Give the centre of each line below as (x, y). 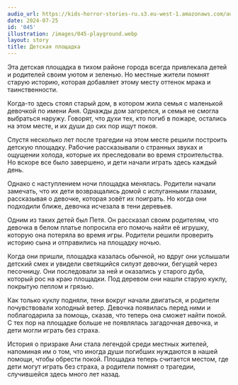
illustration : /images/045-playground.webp (73, 34)
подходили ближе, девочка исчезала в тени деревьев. (90, 206)
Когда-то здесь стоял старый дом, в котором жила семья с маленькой (115, 103)
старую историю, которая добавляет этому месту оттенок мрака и (109, 82)
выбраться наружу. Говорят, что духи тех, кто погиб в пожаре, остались (117, 118)
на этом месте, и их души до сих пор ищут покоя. (83, 126)
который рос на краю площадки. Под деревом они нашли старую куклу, (117, 279)
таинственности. (33, 90)
